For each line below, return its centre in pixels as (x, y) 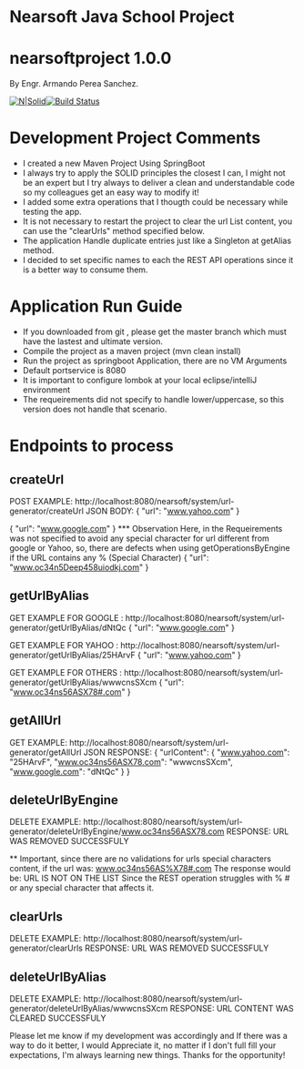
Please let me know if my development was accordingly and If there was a (149, 1036)
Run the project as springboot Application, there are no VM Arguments (155, 361)
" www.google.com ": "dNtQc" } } (70, 771)
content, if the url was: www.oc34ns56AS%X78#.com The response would (150, 869)
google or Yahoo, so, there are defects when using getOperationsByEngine (150, 548)
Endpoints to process (92, 446)
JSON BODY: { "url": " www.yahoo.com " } (163, 511)
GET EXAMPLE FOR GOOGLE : (66, 617)
